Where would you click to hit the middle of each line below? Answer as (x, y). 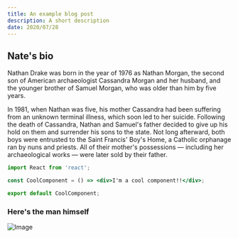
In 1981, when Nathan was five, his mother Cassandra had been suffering (114, 109)
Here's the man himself (48, 212)
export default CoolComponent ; (54, 193)
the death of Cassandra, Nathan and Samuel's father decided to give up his (118, 124)
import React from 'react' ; (49, 168)
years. (17, 96)
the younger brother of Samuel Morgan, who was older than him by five (112, 88)
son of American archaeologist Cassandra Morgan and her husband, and (114, 81)
